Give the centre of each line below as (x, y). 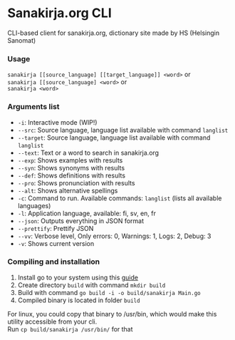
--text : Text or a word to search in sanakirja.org (88, 153)
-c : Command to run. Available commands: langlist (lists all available (120, 198)
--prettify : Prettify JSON (56, 228)
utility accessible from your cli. (52, 321)
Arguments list (33, 107)
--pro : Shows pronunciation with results (76, 182)
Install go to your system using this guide (78, 277)
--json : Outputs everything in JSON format (81, 221)
